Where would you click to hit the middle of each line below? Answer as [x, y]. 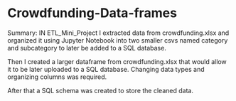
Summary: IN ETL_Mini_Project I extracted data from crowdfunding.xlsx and [118, 33]
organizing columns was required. [57, 77]
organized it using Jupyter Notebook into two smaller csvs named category [118, 40]
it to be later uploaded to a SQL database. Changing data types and [106, 69]
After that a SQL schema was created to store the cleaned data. [101, 90]
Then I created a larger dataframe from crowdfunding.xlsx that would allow [117, 61]
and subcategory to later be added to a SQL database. [87, 48]
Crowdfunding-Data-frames [92, 13]
